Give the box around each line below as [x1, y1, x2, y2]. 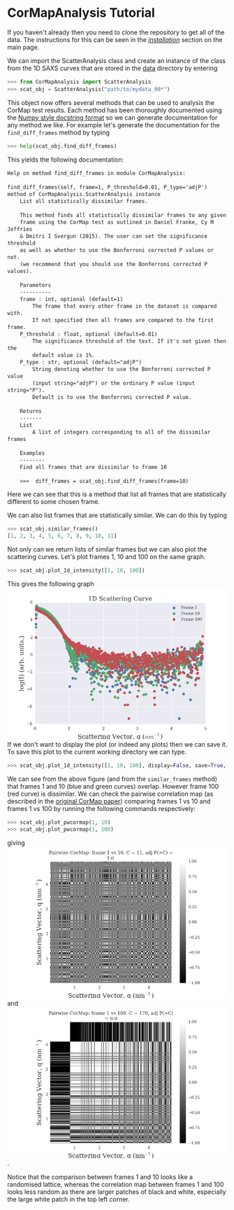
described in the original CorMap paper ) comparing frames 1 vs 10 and [7, 796, 211, 806]
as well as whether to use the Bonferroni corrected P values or [20, 246, 214, 253]
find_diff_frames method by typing [7, 128, 110, 136]
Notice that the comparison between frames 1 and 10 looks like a [7, 1173, 193, 1181]
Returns [20, 407, 42, 414]
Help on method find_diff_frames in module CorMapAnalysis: [7, 169, 187, 176]
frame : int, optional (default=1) [20, 295, 124, 302]
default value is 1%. [32, 351, 96, 358]
